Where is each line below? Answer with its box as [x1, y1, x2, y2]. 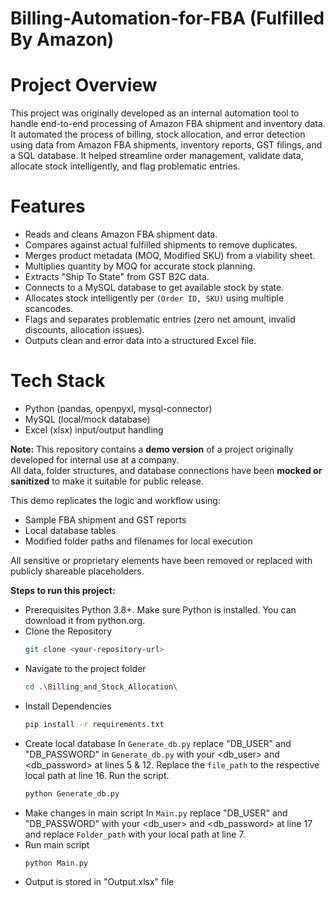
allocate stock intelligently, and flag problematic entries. [10, 160, 241, 172]
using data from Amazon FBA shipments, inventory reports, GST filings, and [10, 139, 323, 151]
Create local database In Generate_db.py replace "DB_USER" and [24, 737, 292, 749]
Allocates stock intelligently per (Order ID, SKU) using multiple [24, 292, 285, 304]
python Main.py [24, 858, 89, 868]
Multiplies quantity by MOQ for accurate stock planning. [24, 260, 256, 272]
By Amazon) [10, 28, 115, 51]
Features [10, 195, 86, 218]
